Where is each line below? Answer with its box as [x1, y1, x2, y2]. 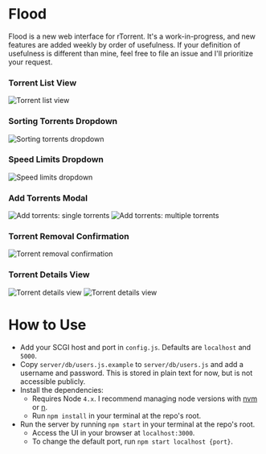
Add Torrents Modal [8, 192, 88, 204]
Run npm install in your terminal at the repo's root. [31, 411, 202, 420]
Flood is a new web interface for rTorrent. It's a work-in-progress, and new [8, 31, 256, 41]
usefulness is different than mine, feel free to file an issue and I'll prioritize [8, 48, 253, 58]
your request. [8, 57, 53, 67]
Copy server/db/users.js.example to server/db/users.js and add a [19, 359, 243, 369]
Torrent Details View [8, 269, 90, 280]
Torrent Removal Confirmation [8, 231, 130, 242]
